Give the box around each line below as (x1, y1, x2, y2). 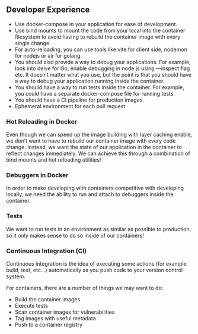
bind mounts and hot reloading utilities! (6, 156, 101, 163)
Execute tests (14, 303, 49, 309)
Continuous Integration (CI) (6, 247, 87, 255)
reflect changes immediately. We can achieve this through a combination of (6, 150, 191, 157)
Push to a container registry (14, 321, 83, 328)
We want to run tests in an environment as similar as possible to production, (6, 225, 191, 232)
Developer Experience (6, 5, 90, 15)
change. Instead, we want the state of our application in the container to (6, 144, 182, 151)
